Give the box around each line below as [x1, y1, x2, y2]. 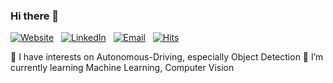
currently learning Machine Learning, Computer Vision [10, 62, 235, 74]
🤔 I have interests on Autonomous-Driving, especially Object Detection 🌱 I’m [10, 51, 324, 63]
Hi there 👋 [10, 9, 60, 23]
